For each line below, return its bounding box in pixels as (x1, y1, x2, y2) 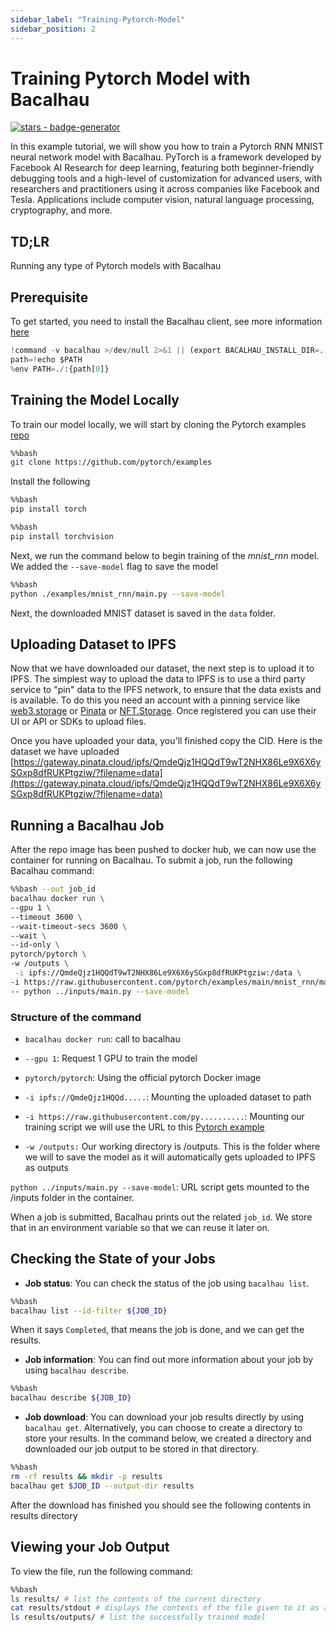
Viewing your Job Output (10, 1539, 170, 1556)
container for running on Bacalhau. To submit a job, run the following (10, 854, 293, 866)
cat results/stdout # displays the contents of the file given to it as (10, 1603, 320, 1613)
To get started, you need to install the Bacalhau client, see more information (10, 316, 323, 328)
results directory (10, 1509, 78, 1521)
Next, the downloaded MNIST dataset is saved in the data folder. (10, 607, 277, 619)
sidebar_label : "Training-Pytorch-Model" (10, 14, 186, 25)
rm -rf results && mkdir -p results (10, 1472, 163, 1482)
